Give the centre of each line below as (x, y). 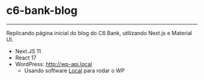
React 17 (25, 58)
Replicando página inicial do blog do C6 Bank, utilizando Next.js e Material (99, 33)
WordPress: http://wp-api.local (53, 64)
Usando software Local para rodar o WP (74, 70)
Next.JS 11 (28, 51)
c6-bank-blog (42, 11)
